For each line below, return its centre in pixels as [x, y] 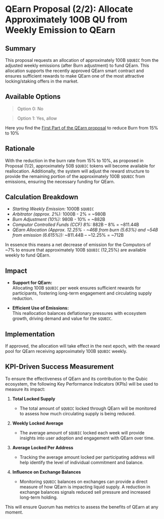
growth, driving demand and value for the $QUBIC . [62, 319]
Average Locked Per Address [43, 447]
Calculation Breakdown [42, 197]
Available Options [33, 97]
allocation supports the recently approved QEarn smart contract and [75, 71]
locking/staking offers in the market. [42, 81]
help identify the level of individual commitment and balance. [82, 462]
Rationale [20, 149]
